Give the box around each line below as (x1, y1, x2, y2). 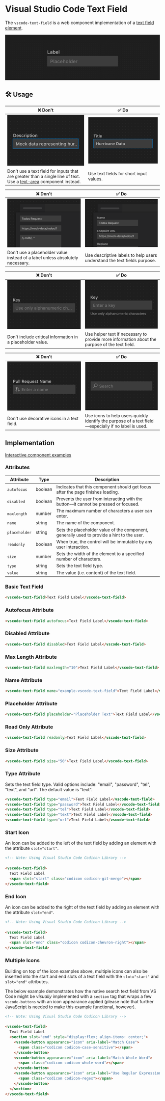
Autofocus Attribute (5, 607, 54, 614)
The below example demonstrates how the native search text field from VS (5, 988, 156, 994)
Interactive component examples (5, 452, 72, 457)
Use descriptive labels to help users (85, 252, 157, 258)
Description (95, 477, 119, 483)
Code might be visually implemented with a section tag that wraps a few (5, 993, 152, 999)
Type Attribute (5, 770, 41, 777)
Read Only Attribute (5, 724, 54, 730)
